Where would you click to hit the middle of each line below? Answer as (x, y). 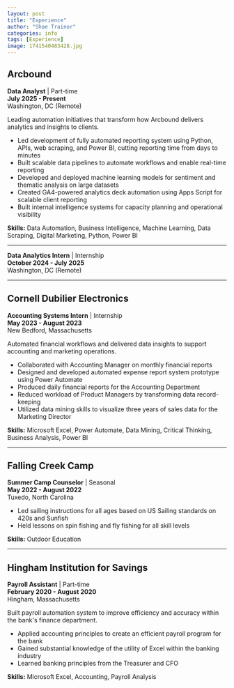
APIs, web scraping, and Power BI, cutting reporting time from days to (117, 148)
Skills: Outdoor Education (44, 539)
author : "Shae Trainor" (42, 26)
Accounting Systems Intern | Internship (65, 315)
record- (208, 394)
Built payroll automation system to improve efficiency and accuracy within (113, 613)
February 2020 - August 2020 (52, 592)
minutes (29, 155)
